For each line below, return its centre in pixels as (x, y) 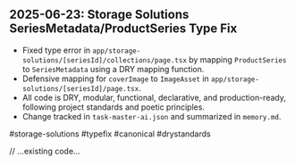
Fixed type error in (56, 50)
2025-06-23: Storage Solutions (99, 15)
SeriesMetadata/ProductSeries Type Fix (123, 29)
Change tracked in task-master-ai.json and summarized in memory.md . (152, 116)
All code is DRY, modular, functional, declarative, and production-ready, (154, 97)
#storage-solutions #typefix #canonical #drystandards (110, 134)
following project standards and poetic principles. (114, 107)
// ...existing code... (45, 151)
